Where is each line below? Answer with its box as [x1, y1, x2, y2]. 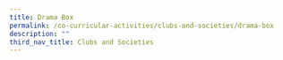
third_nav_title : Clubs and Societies [9, 37, 154, 47]
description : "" [9, 29, 70, 38]
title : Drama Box [9, 12, 74, 22]
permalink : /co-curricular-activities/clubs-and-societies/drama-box [9, 21, 275, 30]
